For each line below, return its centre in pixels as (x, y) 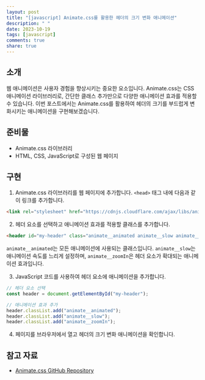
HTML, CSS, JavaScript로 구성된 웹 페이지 (67, 156)
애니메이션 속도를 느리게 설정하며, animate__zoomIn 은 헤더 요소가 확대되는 (94, 256)
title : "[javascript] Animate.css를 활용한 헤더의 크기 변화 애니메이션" (92, 18)
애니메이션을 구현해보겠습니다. (63, 111)
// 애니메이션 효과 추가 (32, 305)
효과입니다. (31, 264)
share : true (21, 46)
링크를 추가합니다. (43, 200)
